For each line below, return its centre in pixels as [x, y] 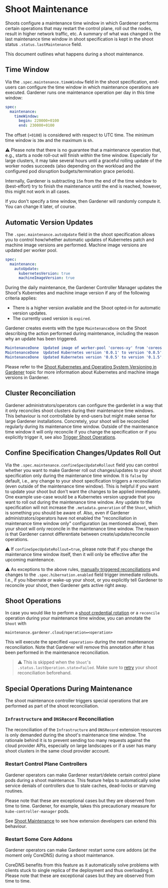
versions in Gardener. [27, 377]
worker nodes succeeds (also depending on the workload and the [73, 166]
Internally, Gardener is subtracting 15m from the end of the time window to [81, 181]
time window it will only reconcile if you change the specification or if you [81, 431]
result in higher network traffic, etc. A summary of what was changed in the [83, 33]
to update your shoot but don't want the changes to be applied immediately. [83, 491]
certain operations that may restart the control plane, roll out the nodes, [79, 28]
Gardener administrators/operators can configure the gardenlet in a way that [84, 405]
